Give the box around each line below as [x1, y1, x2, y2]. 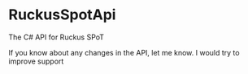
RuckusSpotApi [8, 6, 116, 24]
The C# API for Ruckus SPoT [8, 32, 104, 42]
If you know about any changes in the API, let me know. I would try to [8, 47, 240, 57]
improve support [8, 56, 64, 66]
